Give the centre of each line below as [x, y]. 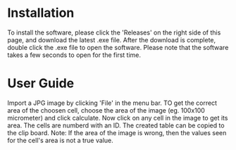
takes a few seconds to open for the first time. [74, 55]
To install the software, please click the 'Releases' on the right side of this [114, 32]
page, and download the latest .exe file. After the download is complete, [112, 39]
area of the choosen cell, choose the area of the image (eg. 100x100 [106, 110]
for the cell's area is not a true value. [61, 140]
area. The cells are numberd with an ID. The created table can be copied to [116, 125]
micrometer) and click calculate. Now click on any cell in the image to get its [118, 118]
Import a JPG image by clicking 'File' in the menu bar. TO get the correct [112, 103]
